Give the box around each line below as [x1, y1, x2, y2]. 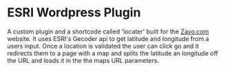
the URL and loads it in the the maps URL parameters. [7, 56, 160, 64]
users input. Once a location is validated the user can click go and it [7, 42, 200, 50]
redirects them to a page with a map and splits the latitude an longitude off [7, 49, 218, 57]
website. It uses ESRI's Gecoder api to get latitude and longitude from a [7, 34, 210, 42]
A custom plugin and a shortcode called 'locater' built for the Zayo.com [7, 27, 209, 35]
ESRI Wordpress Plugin [7, 5, 141, 20]
